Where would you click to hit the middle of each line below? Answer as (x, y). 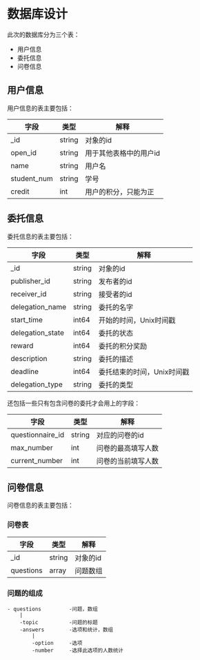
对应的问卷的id (120, 435)
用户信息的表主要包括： (40, 108)
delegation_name (39, 307)
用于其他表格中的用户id (123, 153)
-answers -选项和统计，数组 (67, 630)
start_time (27, 320)
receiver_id (29, 293)
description (29, 358)
